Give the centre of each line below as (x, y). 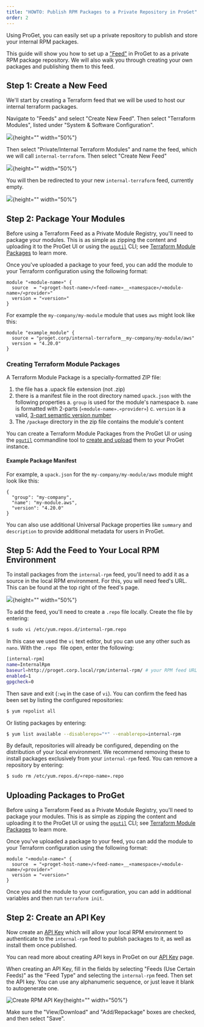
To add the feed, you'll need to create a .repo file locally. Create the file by (100, 612)
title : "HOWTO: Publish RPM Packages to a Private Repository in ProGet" (102, 12)
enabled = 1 (19, 676)
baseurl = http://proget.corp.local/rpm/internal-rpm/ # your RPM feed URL (102, 671)
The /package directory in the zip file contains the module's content (99, 422)
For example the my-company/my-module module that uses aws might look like (101, 315)
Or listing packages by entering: (46, 723)
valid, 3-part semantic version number (63, 415)
